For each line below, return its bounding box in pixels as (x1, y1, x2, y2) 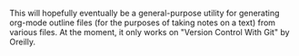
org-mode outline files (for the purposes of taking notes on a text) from (9, 17, 275, 28)
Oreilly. (9, 36, 36, 47)
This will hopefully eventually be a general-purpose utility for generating (9, 8, 280, 18)
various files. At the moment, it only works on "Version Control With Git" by (9, 27, 290, 37)
